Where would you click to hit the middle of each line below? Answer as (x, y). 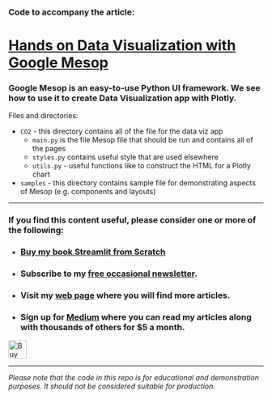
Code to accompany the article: (72, 12)
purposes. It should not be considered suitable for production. (112, 386)
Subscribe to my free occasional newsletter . (109, 274)
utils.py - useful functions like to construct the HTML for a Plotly (141, 166)
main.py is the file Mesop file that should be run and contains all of (142, 140)
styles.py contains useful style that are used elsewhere (125, 157)
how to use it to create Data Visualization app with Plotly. (123, 98)
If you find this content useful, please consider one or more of (132, 220)
